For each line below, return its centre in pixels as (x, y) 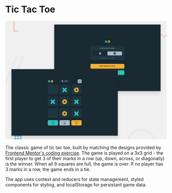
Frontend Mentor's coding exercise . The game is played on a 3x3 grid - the (84, 153)
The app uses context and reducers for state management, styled (74, 179)
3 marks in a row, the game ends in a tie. (48, 169)
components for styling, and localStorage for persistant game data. (76, 185)
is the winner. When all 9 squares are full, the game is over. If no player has (84, 164)
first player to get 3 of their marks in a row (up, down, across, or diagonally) (85, 159)
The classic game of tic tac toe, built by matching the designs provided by (83, 148)
